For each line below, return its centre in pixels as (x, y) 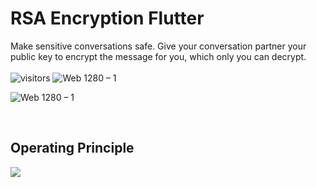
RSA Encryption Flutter (107, 18)
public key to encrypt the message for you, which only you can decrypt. (158, 56)
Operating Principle (72, 148)
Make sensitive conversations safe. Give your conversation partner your (158, 46)
